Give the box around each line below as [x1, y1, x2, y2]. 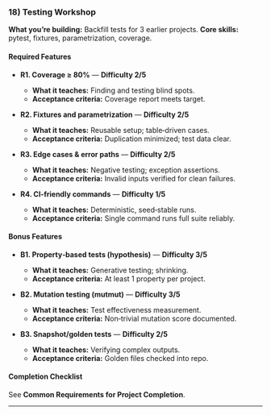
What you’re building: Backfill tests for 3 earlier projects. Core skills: [8, 25, 240, 35]
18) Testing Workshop [8, 6, 97, 18]
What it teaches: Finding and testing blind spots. [31, 85, 195, 95]
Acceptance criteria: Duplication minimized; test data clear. [31, 134, 231, 143]
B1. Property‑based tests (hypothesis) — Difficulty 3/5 [19, 249, 208, 259]
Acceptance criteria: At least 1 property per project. [31, 273, 206, 284]
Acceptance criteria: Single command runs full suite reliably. [31, 213, 236, 223]
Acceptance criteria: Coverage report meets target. [31, 93, 206, 103]
